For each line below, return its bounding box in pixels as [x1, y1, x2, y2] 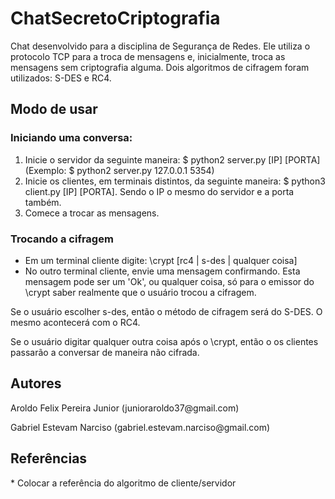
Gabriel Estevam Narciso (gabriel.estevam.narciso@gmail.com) [10, 421, 271, 433]
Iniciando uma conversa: [10, 131, 133, 145]
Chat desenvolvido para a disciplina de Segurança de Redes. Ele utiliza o [10, 40, 311, 52]
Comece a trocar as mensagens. [24, 207, 160, 219]
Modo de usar [10, 101, 98, 118]
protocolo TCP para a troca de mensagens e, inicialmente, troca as [10, 50, 286, 62]
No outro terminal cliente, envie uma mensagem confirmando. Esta [24, 265, 301, 277]
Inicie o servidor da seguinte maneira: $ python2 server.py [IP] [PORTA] [24, 153, 321, 166]
